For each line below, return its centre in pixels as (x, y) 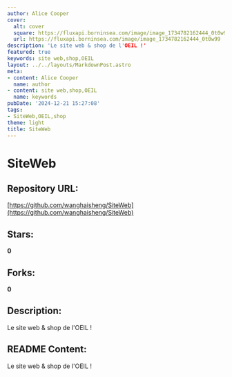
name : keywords (35, 97)
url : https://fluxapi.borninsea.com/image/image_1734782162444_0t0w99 (117, 39)
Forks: (21, 272)
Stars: (21, 234)
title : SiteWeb (29, 129)
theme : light (26, 123)
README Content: (47, 349)
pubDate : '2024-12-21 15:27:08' (54, 104)
